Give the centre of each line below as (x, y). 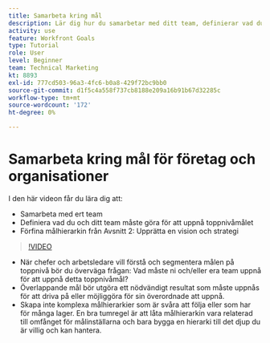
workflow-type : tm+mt (45, 98)
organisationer (59, 176)
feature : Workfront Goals (51, 38)
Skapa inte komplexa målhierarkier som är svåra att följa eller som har (135, 305)
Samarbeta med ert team (61, 214)
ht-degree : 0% (32, 113)
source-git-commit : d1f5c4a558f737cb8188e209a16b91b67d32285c (115, 90)
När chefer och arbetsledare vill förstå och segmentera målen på (127, 262)
